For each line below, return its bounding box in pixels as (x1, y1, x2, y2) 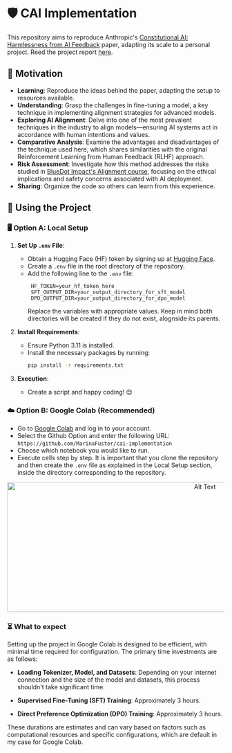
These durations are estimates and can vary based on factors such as (7, 723, 206, 731)
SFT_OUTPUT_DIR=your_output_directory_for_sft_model (30, 289, 186, 296)
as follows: (7, 655, 38, 663)
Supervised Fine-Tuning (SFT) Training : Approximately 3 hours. (17, 696, 202, 705)
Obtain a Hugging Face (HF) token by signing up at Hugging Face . (27, 255, 215, 263)
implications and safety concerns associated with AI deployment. (17, 174, 203, 183)
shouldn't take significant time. (17, 682, 105, 691)
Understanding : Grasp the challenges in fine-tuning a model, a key (17, 101, 209, 109)
